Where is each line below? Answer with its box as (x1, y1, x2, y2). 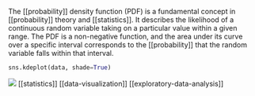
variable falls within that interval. (8, 49, 114, 57)
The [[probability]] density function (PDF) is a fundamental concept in (8, 7, 236, 16)
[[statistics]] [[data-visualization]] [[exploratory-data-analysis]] (17, 79, 224, 88)
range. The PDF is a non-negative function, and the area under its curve (8, 31, 243, 41)
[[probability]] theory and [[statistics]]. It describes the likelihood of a (8, 15, 234, 24)
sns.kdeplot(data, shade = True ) (8, 64, 112, 72)
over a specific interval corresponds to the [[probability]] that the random (8, 40, 248, 50)
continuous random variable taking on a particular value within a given (8, 24, 238, 32)
